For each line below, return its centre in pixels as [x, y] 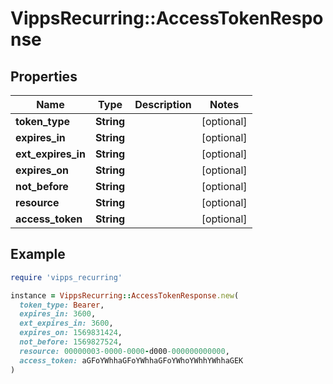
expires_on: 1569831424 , [71, 333]
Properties [44, 76]
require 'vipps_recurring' [66, 277]
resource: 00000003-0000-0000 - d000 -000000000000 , [124, 351]
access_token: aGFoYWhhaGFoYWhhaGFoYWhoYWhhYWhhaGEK [131, 360]
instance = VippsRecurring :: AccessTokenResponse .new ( [125, 295]
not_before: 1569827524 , [71, 342]
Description [163, 104]
